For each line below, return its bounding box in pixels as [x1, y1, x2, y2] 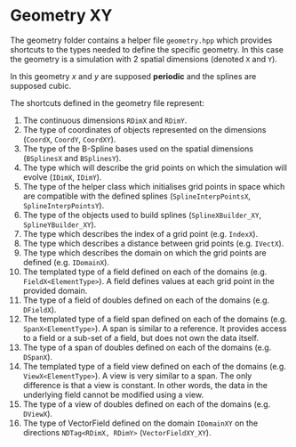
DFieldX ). [22, 304, 57, 314]
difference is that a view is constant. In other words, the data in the [22, 379, 268, 390]
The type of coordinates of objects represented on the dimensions [22, 124, 267, 134]
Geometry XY [10, 5, 113, 26]
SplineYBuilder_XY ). [22, 219, 97, 230]
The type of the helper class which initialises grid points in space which [22, 181, 285, 191]
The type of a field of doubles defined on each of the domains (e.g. [22, 295, 270, 305]
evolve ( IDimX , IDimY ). [22, 171, 102, 183]
